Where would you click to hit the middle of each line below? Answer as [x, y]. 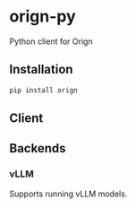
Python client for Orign [51, 41]
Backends [38, 148]
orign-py [42, 17]
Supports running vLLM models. [68, 194]
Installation [41, 69]
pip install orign [43, 90]
